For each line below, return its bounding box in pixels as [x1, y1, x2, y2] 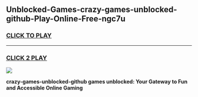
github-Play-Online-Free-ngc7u [6, 14, 126, 24]
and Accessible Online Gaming [6, 84, 83, 91]
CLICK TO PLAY [6, 32, 52, 40]
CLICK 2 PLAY [6, 53, 47, 62]
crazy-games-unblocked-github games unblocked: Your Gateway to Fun [6, 78, 188, 85]
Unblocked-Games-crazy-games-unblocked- [6, 5, 177, 15]
